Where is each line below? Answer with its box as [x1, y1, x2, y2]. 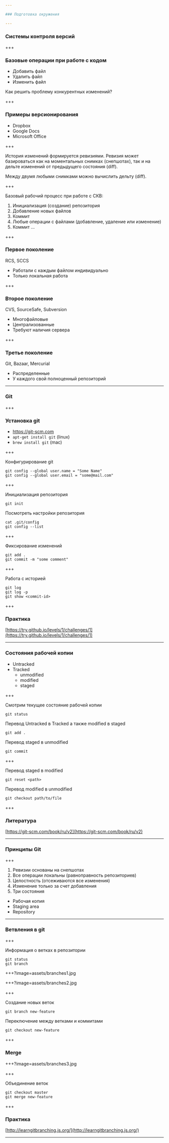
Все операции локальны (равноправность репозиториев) [12, 872, 137, 879]
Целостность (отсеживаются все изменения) [12, 878, 110, 884]
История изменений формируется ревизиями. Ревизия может [5, 153, 139, 159]
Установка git [5, 417, 40, 424]
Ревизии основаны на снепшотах [12, 867, 84, 873]
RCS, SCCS [5, 257, 29, 263]
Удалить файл [12, 74, 43, 80]
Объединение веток [5, 1080, 49, 1086]
